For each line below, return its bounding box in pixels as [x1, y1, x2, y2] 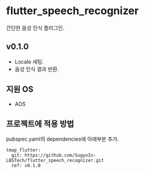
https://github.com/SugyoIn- [24, 152, 96, 158]
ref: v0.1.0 [11, 163, 41, 169]
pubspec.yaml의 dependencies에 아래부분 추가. [6, 135, 119, 142]
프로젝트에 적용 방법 [6, 119, 74, 129]
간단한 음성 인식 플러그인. [6, 24, 65, 31]
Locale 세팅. [14, 58, 44, 65]
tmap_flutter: [6, 147, 41, 154]
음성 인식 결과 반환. [14, 65, 59, 72]
